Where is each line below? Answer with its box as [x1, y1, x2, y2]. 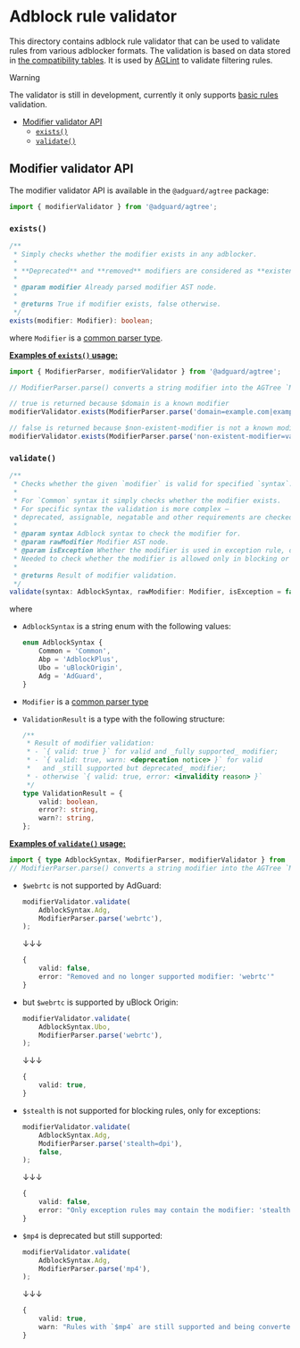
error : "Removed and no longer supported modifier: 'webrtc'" [38, 973, 275, 982]
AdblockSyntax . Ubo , [38, 1022, 112, 1032]
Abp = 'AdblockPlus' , [38, 655, 119, 664]
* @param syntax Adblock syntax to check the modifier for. [12, 529, 242, 538]
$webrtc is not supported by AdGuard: [21, 880, 162, 890]
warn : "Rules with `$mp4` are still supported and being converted [38, 1323, 295, 1332]
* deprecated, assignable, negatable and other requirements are [12, 512, 262, 522]
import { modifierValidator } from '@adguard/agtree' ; [9, 202, 218, 211]
